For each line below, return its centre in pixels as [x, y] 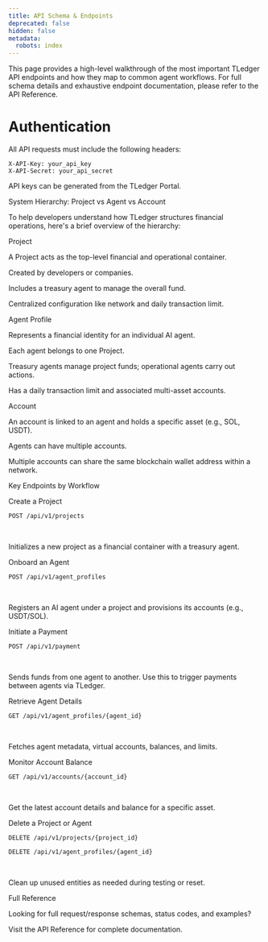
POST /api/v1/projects [46, 517]
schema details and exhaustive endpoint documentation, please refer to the [134, 86]
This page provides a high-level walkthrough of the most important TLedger [134, 68]
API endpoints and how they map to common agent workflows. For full [125, 77]
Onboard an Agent [39, 562]
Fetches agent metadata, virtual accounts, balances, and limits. [113, 747]
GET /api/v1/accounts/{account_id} [68, 777]
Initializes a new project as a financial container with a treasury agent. [124, 547]
